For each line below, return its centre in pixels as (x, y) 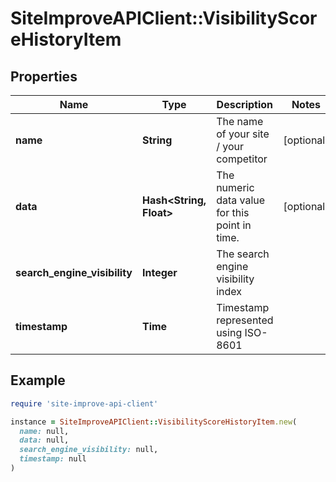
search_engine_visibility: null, (89, 450)
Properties (44, 76)
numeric (235, 187)
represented (245, 320)
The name (240, 121)
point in (234, 225)
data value (241, 200)
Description (245, 104)
